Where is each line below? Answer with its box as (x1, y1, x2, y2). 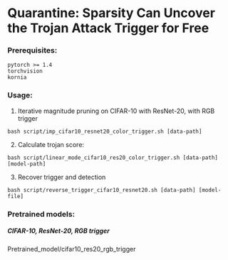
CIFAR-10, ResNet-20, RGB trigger (7, 227, 110, 235)
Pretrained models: (7, 209, 76, 219)
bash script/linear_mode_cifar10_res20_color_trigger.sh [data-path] (7, 154, 219, 161)
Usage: (7, 90, 33, 100)
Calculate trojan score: (17, 140, 84, 148)
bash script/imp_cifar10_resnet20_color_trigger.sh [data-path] (7, 128, 202, 135)
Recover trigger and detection (17, 173, 106, 181)
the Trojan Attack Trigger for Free (7, 20, 209, 36)
